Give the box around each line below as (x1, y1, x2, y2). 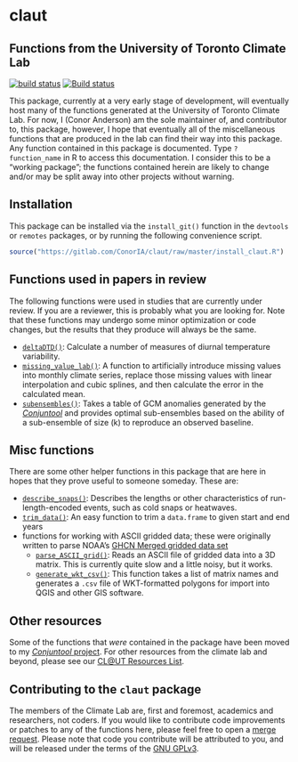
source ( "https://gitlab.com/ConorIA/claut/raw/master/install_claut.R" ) (9, 247, 285, 256)
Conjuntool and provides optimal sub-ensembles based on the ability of (21, 407, 285, 418)
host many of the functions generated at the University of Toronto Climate (9, 105, 280, 116)
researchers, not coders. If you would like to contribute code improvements (9, 714, 286, 726)
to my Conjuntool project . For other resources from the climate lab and (9, 646, 268, 657)
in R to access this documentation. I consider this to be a (63, 152, 271, 163)
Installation (9, 197, 73, 212)
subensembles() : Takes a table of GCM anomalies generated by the (21, 398, 267, 409)
